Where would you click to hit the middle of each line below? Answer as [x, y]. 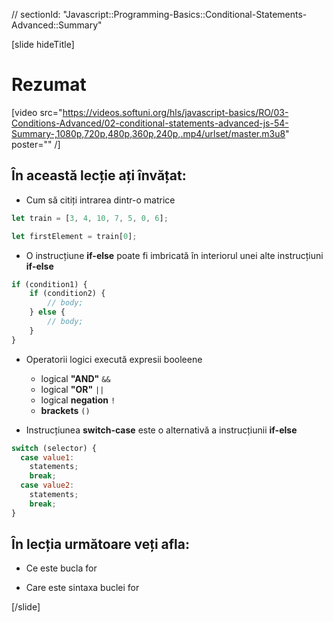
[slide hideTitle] [43, 44]
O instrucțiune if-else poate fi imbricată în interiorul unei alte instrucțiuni [174, 255]
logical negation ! [78, 400]
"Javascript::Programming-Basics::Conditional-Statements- [185, 14]
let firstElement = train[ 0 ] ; [74, 236]
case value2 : [47, 485]
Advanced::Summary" [57, 25]
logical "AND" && [75, 378]
